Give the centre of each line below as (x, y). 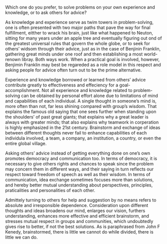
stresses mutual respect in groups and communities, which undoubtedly (79, 221)
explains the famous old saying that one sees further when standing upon (81, 111)
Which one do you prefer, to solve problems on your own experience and (80, 7)
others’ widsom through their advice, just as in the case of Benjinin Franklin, (83, 49)
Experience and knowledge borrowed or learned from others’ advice (76, 80)
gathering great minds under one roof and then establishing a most (74, 54)
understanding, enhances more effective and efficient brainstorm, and (77, 216)
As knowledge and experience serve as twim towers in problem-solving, (79, 22)
